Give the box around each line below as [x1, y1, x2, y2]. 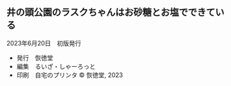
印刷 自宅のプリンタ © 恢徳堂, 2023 [16, 71, 123, 79]
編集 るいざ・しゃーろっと [16, 62, 96, 70]
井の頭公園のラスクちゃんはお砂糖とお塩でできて [6, 6, 216, 19]
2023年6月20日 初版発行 [6, 39, 82, 47]
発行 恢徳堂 [16, 54, 53, 62]
